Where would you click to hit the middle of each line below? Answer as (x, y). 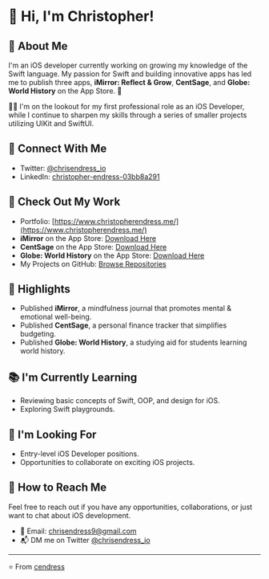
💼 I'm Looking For (52, 434)
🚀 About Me (38, 46)
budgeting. (38, 334)
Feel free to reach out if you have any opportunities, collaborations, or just (130, 507)
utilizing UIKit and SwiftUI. (51, 123)
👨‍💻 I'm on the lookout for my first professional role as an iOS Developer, (126, 106)
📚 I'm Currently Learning (73, 377)
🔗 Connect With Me (58, 149)
